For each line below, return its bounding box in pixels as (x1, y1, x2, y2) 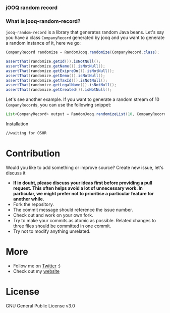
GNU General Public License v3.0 (6, 302, 75, 308)
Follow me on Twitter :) (13, 263, 61, 269)
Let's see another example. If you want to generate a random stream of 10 (6, 96, 159, 102)
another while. (13, 196, 44, 202)
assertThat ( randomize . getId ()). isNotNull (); (6, 59, 101, 64)
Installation (6, 121, 29, 127)
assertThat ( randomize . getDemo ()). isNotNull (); (6, 73, 105, 78)
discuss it (6, 169, 26, 176)
